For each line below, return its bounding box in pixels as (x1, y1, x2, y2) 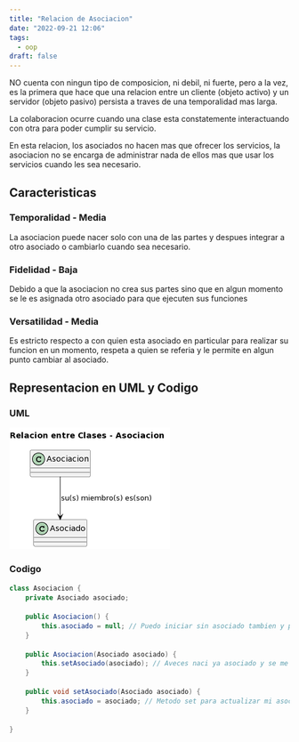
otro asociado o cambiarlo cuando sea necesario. (9, 241, 191, 252)
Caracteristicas (9, 185, 97, 200)
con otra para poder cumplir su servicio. (9, 123, 158, 133)
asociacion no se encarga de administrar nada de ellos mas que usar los (9, 149, 274, 160)
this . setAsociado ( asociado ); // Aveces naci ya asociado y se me (41, 659, 289, 668)
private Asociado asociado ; (25, 593, 129, 602)
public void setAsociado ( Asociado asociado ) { (25, 688, 201, 697)
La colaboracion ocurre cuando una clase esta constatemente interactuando (9, 114, 289, 125)
